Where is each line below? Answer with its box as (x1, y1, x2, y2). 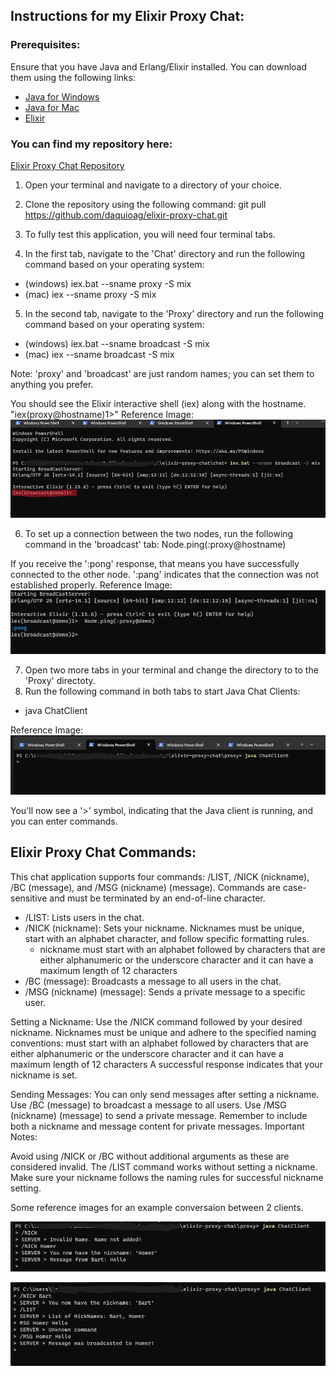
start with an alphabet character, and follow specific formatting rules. (24, 932, 310, 944)
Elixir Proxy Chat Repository (10, 159, 125, 171)
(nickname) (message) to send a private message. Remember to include (10, 1109, 308, 1121)
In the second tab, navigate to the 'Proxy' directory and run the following (24, 307, 324, 319)
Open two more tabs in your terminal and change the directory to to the (24, 664, 319, 676)
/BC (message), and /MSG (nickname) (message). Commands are (10, 881, 281, 893)
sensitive (10, 892, 48, 904)
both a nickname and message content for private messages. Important (10, 1120, 305, 1132)
